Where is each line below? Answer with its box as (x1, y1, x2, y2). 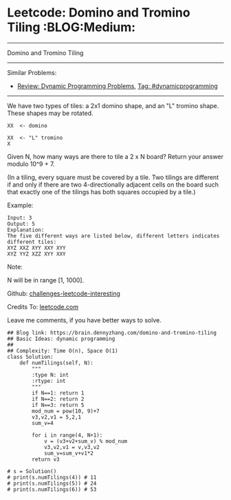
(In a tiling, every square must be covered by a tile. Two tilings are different (7, 173, 219, 181)
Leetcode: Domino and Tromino (7, 5, 190, 21)
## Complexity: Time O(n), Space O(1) (7, 347, 118, 354)
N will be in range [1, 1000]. (7, 275, 85, 284)
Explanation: (7, 226, 45, 233)
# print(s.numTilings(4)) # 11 (7, 474, 97, 481)
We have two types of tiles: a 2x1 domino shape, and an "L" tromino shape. (7, 101, 219, 110)
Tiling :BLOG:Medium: (7, 19, 136, 35)
